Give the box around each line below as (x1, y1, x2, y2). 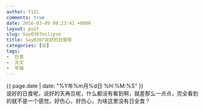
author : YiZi (6, 8, 40, 15)
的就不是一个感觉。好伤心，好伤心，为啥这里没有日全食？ (6, 97, 150, 105)
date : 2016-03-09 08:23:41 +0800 (6, 20, 91, 26)
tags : (6, 48, 20, 54)
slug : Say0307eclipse (6, 31, 62, 37)
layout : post (6, 25, 40, 32)
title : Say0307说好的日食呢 (6, 37, 72, 43)
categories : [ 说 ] (6, 43, 50, 49)
